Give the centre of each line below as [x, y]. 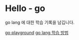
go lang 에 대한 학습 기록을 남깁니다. [40, 22]
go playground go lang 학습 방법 [37, 32]
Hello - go [25, 8]
